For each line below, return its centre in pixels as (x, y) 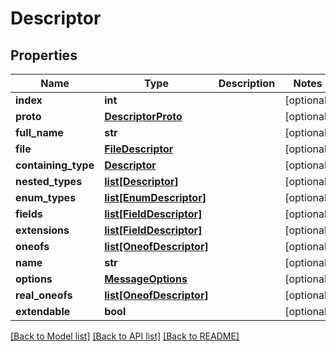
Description (247, 83)
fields (29, 214)
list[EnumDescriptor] (155, 197)
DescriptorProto (143, 116)
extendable (43, 311)
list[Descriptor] (141, 181)
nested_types (49, 181)
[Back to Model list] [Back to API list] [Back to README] (125, 336)
